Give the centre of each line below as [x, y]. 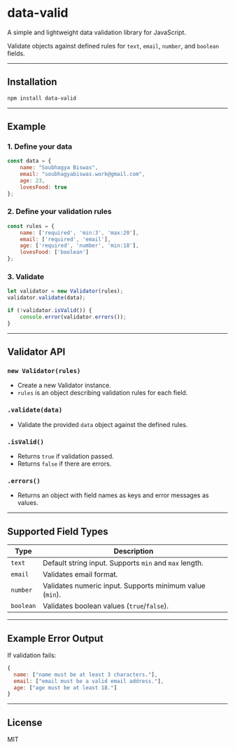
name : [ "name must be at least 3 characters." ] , [86, 675]
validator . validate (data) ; [47, 298]
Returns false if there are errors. [64, 464]
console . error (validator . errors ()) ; [73, 317]
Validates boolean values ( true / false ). [106, 606]
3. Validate [26, 277]
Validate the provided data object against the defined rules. [102, 424]
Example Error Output [55, 639]
